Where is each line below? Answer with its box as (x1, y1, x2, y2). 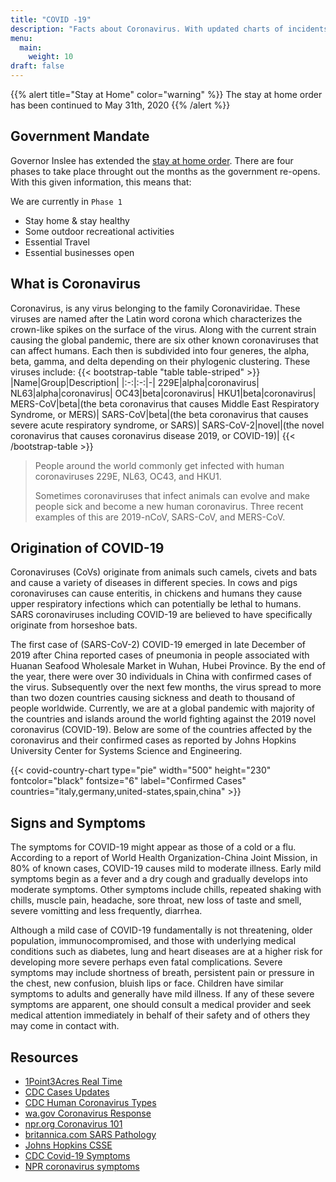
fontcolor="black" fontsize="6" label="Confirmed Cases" (10, 775, 247, 787)
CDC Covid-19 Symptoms (24, 1150, 131, 1162)
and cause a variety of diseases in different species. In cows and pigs (10, 577, 298, 589)
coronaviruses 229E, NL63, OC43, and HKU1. (34, 470, 222, 482)
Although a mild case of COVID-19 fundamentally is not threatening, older (10, 924, 313, 936)
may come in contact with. (10, 1020, 120, 1032)
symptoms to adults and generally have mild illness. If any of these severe (10, 988, 315, 1000)
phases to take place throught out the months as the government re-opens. (10, 165, 321, 177)
